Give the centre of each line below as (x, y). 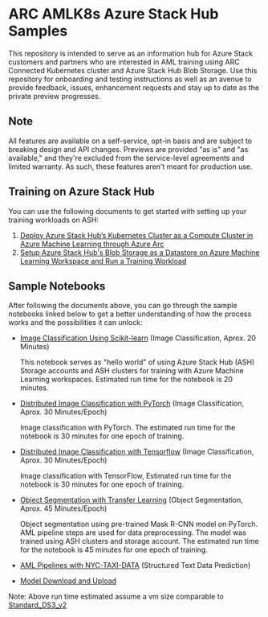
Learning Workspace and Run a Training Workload (103, 261)
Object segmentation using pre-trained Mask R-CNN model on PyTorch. (139, 524)
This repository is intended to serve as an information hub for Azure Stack (130, 53)
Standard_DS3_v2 (38, 605)
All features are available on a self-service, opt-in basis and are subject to (130, 141)
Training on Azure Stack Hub (81, 192)
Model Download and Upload (68, 581)
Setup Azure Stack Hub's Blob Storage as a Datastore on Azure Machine (140, 252)
